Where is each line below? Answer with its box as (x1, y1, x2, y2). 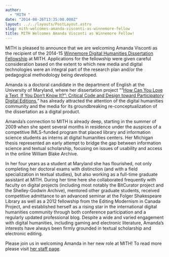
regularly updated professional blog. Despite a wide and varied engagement (5, 214, 164, 221)
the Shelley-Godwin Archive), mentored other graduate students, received (5, 188, 160, 193)
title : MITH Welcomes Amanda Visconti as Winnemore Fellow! (5, 31, 135, 36)
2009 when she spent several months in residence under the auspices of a (5, 124, 161, 130)
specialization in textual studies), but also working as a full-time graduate (5, 171, 158, 177)
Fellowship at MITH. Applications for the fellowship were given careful (5, 56, 151, 61)
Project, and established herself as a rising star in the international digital (5, 204, 157, 209)
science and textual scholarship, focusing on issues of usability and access (5, 145, 162, 151)
